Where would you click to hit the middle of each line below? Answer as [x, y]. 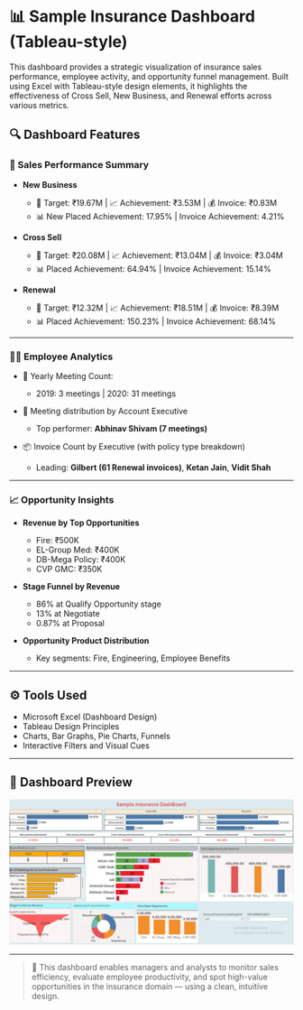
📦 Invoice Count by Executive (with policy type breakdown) [134, 446]
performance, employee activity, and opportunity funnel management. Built [149, 76]
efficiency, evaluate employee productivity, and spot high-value [150, 977]
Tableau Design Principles [71, 727]
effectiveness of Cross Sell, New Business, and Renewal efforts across [141, 96]
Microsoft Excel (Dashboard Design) [90, 717]
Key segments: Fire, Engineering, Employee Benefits [133, 658]
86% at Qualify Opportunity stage [99, 604]
